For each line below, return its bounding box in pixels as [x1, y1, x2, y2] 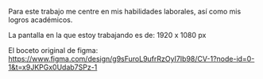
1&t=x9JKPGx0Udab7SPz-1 [8, 62, 98, 72]
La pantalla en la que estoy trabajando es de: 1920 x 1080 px [8, 31, 207, 39]
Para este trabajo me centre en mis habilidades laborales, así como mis [8, 7, 242, 16]
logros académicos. [8, 15, 73, 24]
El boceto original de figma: [8, 46, 99, 55]
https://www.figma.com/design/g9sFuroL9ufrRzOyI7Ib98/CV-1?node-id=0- [8, 55, 255, 63]
